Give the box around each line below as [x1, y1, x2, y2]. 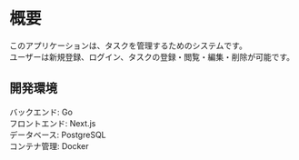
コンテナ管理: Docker [9, 140, 89, 151]
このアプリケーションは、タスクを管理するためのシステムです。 [9, 40, 247, 51]
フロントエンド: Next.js [9, 117, 96, 128]
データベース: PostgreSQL [9, 129, 106, 140]
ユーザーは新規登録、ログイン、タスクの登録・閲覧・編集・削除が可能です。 [9, 51, 295, 62]
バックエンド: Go [9, 106, 73, 117]
